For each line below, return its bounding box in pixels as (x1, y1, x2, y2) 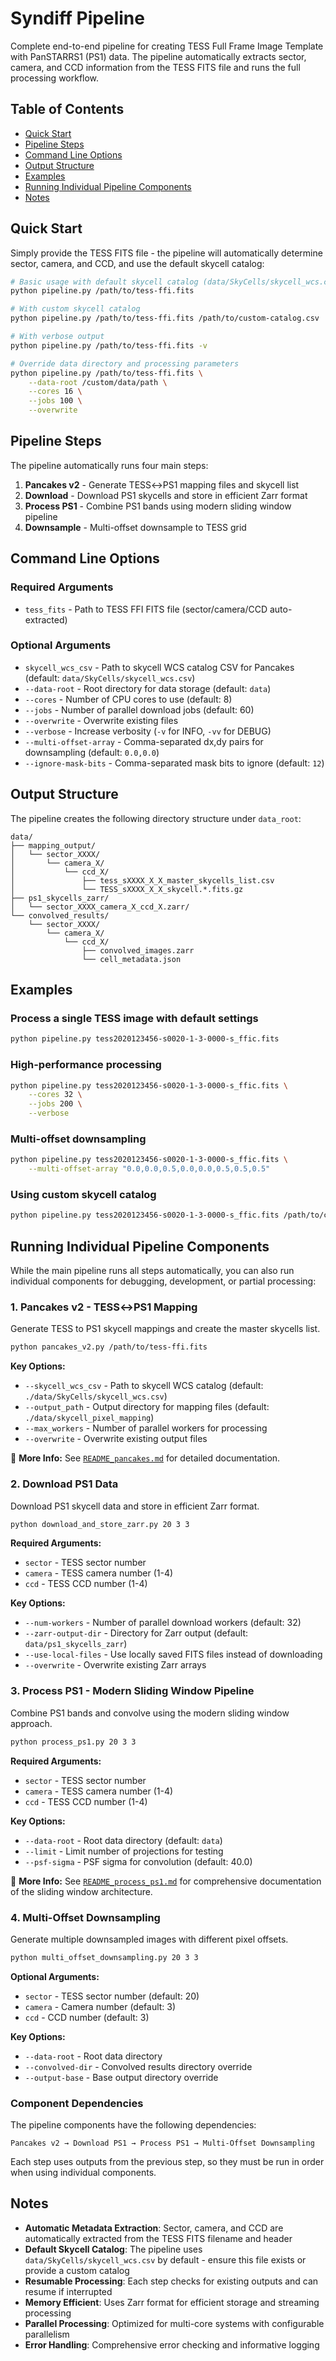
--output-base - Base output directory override (24, 2071, 219, 2083)
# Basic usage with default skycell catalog (10, 277, 199, 287)
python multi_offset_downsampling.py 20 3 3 (10, 1952, 199, 1962)
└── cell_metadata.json (81, 954, 182, 964)
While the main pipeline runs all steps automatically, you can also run (10, 1265, 295, 1277)
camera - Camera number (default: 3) (24, 2000, 177, 2012)
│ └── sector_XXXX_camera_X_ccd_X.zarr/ (10, 902, 190, 912)
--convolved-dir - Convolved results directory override (24, 2060, 253, 2072)
